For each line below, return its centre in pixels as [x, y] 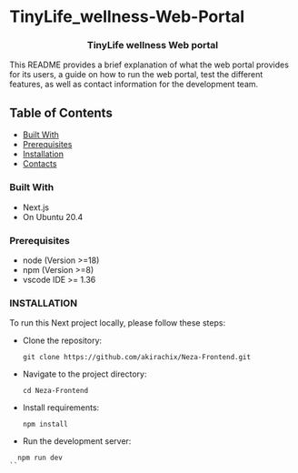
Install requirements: [61, 408]
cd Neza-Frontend [55, 391]
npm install [45, 425]
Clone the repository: [62, 341]
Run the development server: [77, 441]
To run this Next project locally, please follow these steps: [117, 323]
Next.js [36, 207]
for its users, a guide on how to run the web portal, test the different [136, 75]
